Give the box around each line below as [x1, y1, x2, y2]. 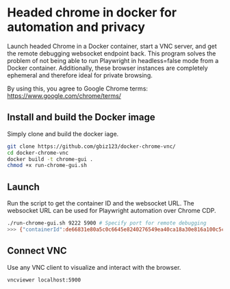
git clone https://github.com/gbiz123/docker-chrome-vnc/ [7, 142, 176, 150]
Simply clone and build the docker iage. [7, 129, 119, 138]
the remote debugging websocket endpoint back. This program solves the [7, 49, 216, 58]
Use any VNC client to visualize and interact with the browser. [7, 263, 181, 271]
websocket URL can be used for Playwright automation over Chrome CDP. [7, 207, 217, 215]
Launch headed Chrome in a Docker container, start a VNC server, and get [7, 42, 217, 50]
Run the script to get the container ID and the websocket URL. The [7, 199, 194, 208]
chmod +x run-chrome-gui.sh [7, 162, 88, 169]
